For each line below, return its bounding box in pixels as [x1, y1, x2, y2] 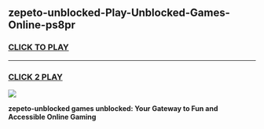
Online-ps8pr [8, 19, 76, 32]
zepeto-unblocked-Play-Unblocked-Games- [8, 6, 230, 20]
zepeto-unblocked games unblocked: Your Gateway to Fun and [8, 103, 218, 113]
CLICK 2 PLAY [8, 71, 63, 82]
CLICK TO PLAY [8, 42, 69, 53]
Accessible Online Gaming [8, 112, 97, 121]
